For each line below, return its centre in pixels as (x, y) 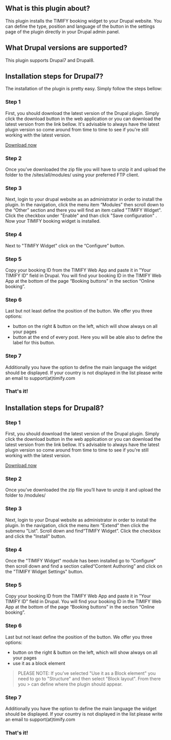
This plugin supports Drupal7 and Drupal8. (50, 60)
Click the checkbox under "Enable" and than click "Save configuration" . (81, 216)
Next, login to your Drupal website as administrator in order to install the (81, 520)
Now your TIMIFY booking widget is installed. (53, 221)
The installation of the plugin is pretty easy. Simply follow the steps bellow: (84, 89)
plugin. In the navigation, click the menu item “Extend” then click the (77, 525)
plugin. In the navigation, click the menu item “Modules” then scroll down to (85, 205)
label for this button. (34, 343)
